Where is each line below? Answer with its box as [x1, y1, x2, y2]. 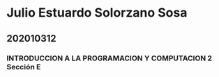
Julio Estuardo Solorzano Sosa [6, 5, 188, 21]
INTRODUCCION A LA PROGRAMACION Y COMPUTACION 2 [6, 53, 213, 63]
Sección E [6, 62, 41, 71]
